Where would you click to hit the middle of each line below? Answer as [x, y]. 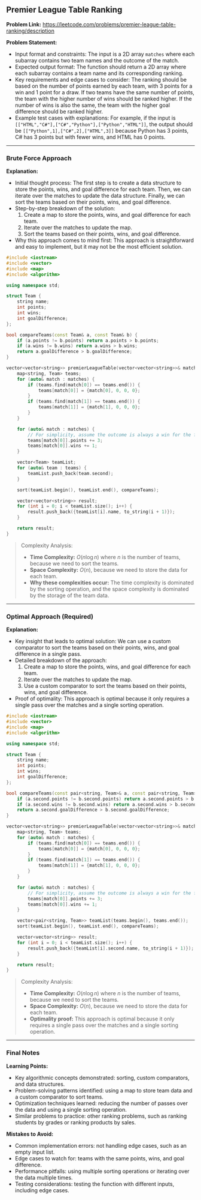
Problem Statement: [32, 42]
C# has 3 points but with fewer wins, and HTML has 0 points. [90, 137]
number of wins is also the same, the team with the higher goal [92, 105]
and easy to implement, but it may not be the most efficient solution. [99, 247]
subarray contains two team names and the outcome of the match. [97, 60]
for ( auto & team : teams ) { [52, 468]
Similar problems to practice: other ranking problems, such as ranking [101, 1116]
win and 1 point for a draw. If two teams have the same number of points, [104, 92]
